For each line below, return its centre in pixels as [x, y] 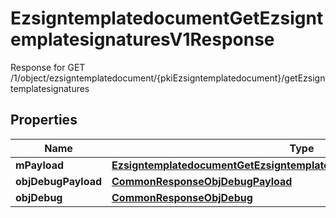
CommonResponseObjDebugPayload [202, 181]
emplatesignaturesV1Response [142, 39]
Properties [44, 120]
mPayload [40, 165]
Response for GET [48, 67]
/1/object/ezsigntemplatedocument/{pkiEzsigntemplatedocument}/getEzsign [168, 78]
